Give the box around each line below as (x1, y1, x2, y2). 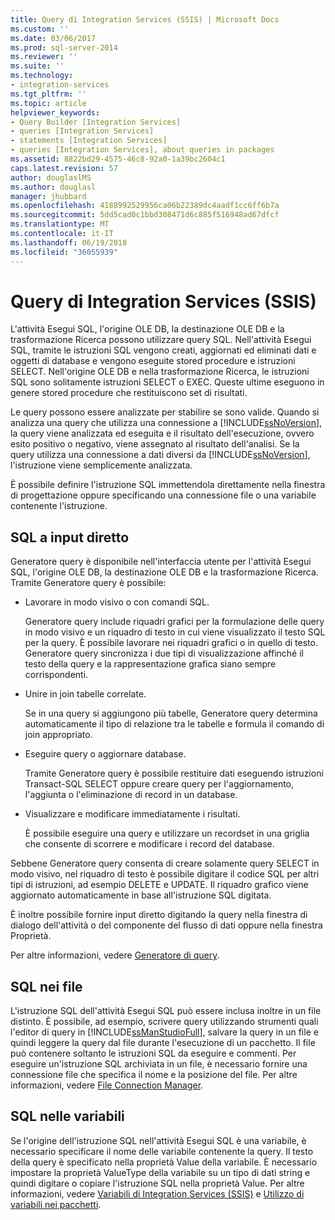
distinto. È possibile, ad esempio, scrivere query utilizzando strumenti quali (10, 1016, 319, 1028)
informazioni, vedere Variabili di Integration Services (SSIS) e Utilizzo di (10, 1187, 305, 1200)
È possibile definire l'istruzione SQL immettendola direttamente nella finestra (10, 479, 326, 491)
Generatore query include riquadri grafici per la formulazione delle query (24, 616, 325, 628)
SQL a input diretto (10, 529, 130, 546)
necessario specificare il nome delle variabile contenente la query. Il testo (10, 1145, 314, 1157)
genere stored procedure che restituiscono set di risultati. (10, 387, 248, 399)
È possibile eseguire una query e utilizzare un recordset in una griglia (24, 827, 310, 840)
